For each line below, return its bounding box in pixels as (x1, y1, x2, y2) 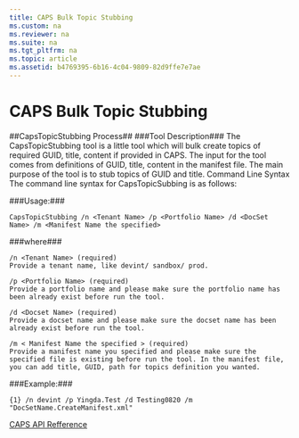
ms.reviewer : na (9, 29, 69, 38)
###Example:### (9, 378, 73, 389)
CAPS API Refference (9, 418, 87, 429)
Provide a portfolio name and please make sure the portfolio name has (9, 285, 280, 293)
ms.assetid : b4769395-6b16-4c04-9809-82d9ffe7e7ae (9, 63, 201, 72)
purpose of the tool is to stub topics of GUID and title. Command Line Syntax (9, 169, 290, 179)
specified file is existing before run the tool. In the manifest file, (9, 354, 285, 364)
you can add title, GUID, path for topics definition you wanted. (9, 362, 261, 371)
